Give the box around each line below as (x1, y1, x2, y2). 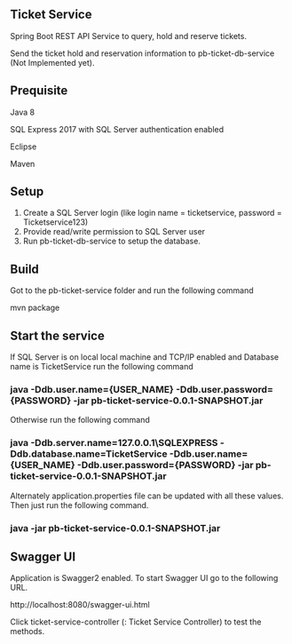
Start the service (10, 328, 105, 343)
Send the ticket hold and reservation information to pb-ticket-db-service (10, 48, 275, 59)
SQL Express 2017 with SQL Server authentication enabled (10, 123, 225, 134)
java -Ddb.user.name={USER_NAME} (10, 383, 174, 395)
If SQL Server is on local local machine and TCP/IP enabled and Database (10, 352, 280, 362)
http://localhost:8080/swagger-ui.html (10, 600, 150, 610)
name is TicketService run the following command (10, 362, 193, 372)
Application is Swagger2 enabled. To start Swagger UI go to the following (10, 573, 279, 584)
